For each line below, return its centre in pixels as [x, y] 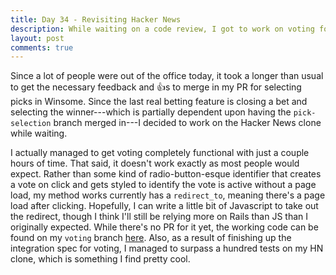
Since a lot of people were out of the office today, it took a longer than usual [167, 76]
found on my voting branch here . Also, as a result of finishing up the [151, 238]
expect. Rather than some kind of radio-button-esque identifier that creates [166, 174]
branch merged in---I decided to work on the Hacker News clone [187, 123]
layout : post [37, 38]
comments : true [42, 47]
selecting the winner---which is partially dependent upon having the [151, 112]
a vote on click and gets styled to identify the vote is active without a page [163, 185]
